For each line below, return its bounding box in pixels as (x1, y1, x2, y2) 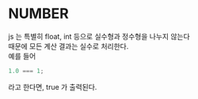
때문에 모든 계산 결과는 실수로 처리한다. (8, 41, 129, 51)
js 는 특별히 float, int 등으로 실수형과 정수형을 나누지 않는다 (8, 31, 190, 41)
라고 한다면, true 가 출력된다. (8, 82, 97, 91)
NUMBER (8, 5, 69, 23)
